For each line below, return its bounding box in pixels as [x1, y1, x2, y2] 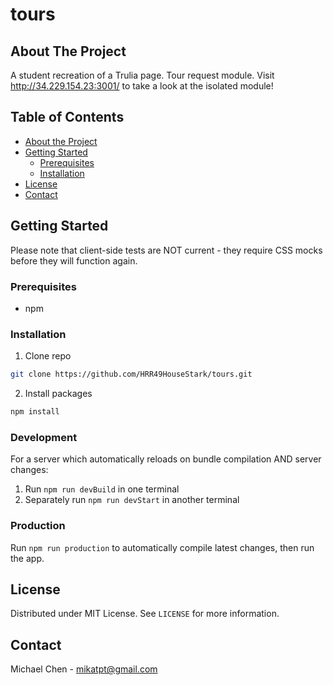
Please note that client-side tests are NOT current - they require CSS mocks [10, 244, 323, 256]
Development [10, 430, 78, 444]
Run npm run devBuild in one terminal [24, 483, 180, 495]
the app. [10, 552, 45, 564]
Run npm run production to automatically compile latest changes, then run [10, 541, 315, 553]
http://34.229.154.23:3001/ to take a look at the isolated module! [10, 80, 274, 92]
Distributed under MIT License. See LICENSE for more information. [10, 608, 280, 620]
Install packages [24, 388, 93, 400]
